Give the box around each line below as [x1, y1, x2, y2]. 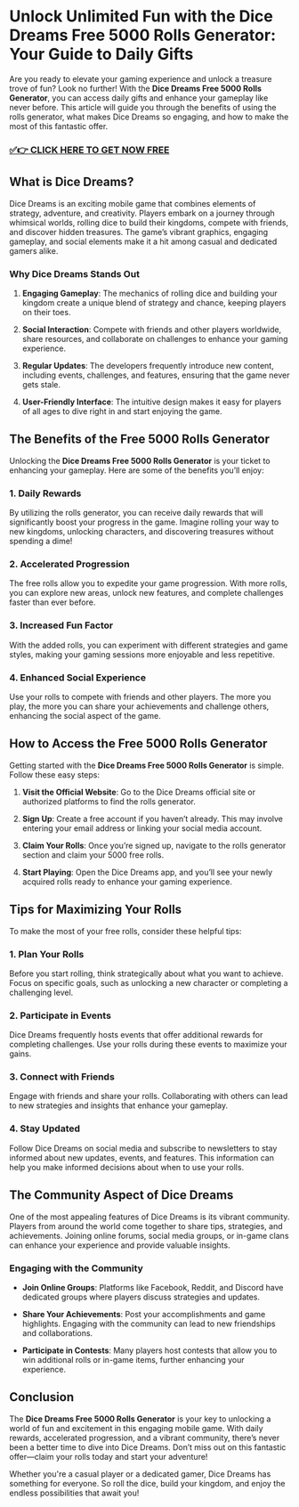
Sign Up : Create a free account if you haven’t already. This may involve [21, 813, 283, 824]
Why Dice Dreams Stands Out [9, 267, 141, 280]
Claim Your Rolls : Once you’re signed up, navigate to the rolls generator [21, 840, 287, 851]
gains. [9, 1048, 32, 1059]
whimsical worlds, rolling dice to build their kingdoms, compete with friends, [9, 216, 289, 228]
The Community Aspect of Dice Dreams [9, 1187, 234, 1203]
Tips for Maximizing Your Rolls [9, 902, 182, 917]
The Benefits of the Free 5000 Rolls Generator [9, 432, 270, 447]
